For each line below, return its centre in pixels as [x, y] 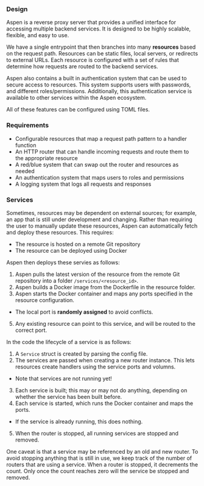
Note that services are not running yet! [64, 378]
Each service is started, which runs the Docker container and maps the [104, 403]
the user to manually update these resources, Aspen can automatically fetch [102, 226]
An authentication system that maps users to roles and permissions [100, 177]
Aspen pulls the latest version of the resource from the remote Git [97, 274]
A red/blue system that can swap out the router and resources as [97, 164]
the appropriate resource [46, 158]
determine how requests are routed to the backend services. [82, 66]
